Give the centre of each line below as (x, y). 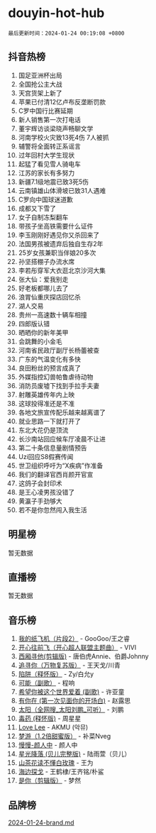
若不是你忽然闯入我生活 (52, 509)
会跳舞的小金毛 (40, 341)
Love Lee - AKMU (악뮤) (53, 727)
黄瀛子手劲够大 (40, 501)
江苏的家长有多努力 (46, 172)
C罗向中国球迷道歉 (46, 199)
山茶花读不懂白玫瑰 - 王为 (56, 763)
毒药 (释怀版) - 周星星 (50, 719)
